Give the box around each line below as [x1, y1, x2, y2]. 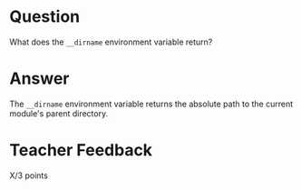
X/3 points [9, 170, 48, 181]
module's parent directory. [9, 107, 109, 119]
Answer [9, 68, 70, 89]
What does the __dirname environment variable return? [9, 36, 213, 47]
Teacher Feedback [9, 140, 152, 161]
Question [9, 6, 80, 27]
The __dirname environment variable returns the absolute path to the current [9, 98, 294, 109]
